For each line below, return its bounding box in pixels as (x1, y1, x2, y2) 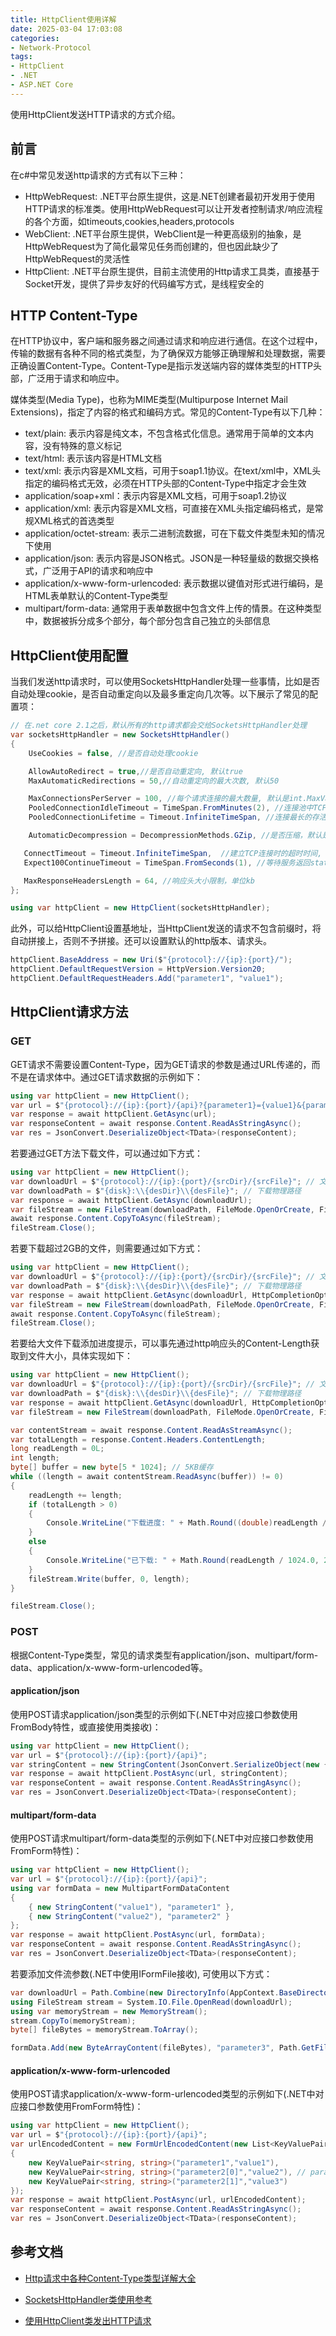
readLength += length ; (28, 1490, 123, 1500)
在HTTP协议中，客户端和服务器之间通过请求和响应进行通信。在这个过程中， (10, 335, 323, 347)
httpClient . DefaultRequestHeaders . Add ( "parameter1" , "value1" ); (10, 974, 284, 984)
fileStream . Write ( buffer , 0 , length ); (28, 1574, 190, 1584)
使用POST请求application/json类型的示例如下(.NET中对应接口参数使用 (10, 1708, 298, 1720)
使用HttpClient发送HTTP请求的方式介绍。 (10, 108, 181, 120)
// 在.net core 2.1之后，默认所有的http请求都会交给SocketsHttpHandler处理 (10, 721, 308, 731)
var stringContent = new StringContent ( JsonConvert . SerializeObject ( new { (10, 1759, 329, 1770)
